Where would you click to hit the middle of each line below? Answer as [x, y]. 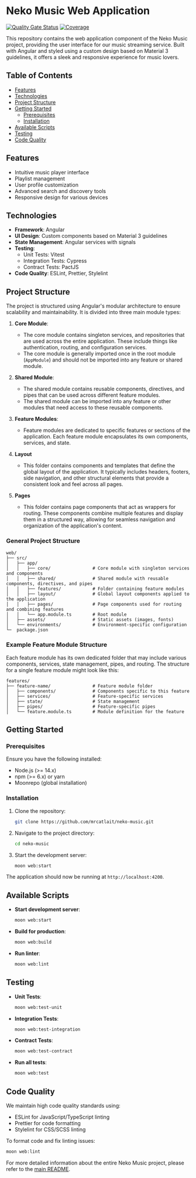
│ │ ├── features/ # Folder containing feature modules [95, 589]
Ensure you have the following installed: [54, 759]
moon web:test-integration [47, 1029]
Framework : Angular [39, 229]
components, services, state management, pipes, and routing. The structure [98, 664]
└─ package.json [27, 630]
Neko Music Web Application [78, 11]
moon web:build [33, 942]
